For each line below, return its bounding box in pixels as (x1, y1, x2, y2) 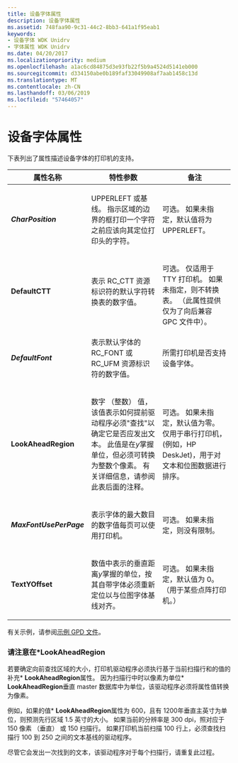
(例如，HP (161, 439, 197, 449)
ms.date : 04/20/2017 (7, 50, 69, 58)
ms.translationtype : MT (7, 76, 78, 84)
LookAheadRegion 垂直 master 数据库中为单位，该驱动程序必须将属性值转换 (7, 683, 229, 691)
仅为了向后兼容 (161, 306, 212, 316)
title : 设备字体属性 (7, 10, 62, 18)
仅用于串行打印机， (161, 428, 227, 438)
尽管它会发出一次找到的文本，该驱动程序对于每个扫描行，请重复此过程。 (7, 748, 218, 757)
